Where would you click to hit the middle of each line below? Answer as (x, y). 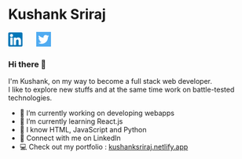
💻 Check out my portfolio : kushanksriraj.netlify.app (104, 147)
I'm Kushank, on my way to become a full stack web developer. (110, 81)
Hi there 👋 (27, 64)
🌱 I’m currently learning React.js (71, 121)
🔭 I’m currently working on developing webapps (97, 113)
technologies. (30, 98)
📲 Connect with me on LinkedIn (70, 138)
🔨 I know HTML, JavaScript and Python (83, 130)
